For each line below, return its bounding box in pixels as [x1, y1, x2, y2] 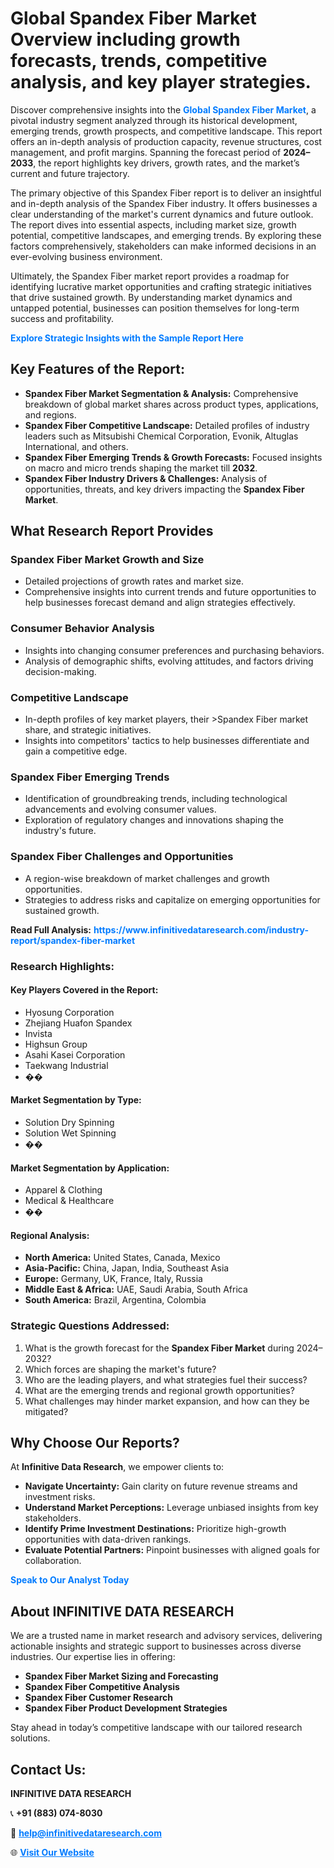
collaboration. [24, 1555, 82, 1567]
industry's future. [24, 825, 97, 837]
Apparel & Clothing [24, 1184, 103, 1196]
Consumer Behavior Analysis [10, 622, 155, 636]
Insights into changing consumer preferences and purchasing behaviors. [24, 644, 325, 656]
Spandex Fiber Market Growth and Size [10, 553, 205, 567]
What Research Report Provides [10, 523, 214, 540]
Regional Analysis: [10, 1229, 90, 1241]
